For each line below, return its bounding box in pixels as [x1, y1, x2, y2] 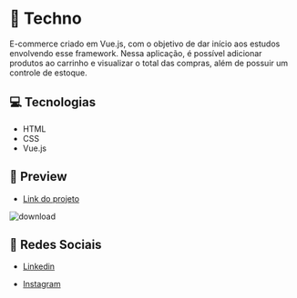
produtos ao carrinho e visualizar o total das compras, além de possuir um [9, 57, 289, 68]
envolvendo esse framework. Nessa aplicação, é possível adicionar [9, 47, 262, 58]
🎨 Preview [9, 169, 67, 184]
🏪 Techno [9, 8, 82, 29]
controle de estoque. [9, 67, 88, 78]
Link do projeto [22, 193, 80, 204]
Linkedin [22, 261, 56, 272]
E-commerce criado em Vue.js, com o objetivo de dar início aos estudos [9, 38, 281, 49]
